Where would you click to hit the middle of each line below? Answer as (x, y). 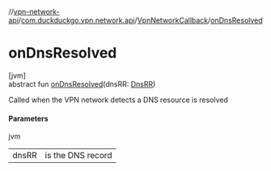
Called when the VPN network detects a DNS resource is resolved (118, 100)
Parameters (28, 118)
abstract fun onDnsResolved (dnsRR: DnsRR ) (82, 83)
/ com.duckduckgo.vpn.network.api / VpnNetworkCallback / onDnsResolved (140, 20)
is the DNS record (78, 156)
